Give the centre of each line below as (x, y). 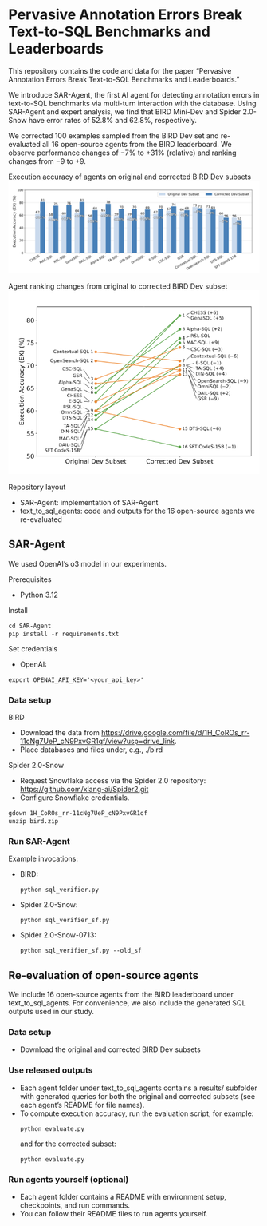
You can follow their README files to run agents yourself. (114, 1214)
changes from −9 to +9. (47, 161)
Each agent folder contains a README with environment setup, (123, 1197)
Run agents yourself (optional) (69, 1179)
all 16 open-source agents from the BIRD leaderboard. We (137, 144)
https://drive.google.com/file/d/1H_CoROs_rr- (175, 733)
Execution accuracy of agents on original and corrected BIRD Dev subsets (130, 177)
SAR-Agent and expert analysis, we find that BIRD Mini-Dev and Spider (125, 111)
